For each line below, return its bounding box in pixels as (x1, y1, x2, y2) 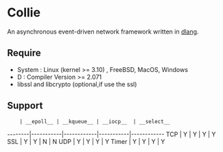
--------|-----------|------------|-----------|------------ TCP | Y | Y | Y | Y (7, 130, 216, 138)
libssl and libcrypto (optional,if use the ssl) (16, 80, 137, 88)
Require (7, 47, 41, 59)
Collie (7, 5, 41, 21)
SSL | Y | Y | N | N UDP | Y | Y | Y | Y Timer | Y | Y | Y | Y (7, 137, 165, 145)
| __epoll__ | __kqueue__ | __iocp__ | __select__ (19, 118, 170, 125)
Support (7, 100, 43, 112)
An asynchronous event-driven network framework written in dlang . (7, 27, 199, 36)
